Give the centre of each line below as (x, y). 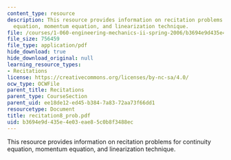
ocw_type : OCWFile (33, 84)
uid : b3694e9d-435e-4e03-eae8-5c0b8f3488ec (70, 122)
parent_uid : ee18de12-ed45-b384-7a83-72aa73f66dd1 (81, 103)
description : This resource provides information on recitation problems (115, 20)
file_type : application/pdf (47, 45)
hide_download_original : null (51, 58)
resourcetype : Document (41, 109)
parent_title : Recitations (46, 90)
